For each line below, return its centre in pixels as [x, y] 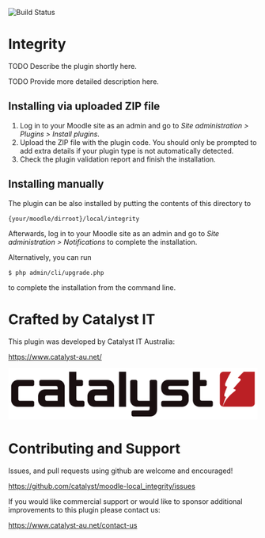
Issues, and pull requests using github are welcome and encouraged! [121, 471]
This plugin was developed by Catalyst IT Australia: [92, 341]
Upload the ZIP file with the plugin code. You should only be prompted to [138, 142]
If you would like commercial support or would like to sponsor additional [125, 501]
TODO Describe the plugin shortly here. [72, 66]
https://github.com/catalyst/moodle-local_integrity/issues [102, 486]
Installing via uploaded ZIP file [84, 107]
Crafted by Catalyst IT [82, 319]
